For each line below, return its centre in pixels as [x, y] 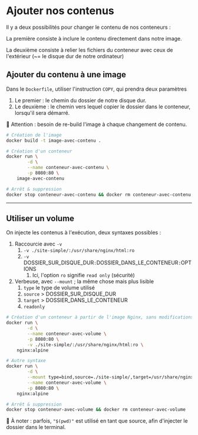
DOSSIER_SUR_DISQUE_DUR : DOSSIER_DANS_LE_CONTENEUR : [102, 263]
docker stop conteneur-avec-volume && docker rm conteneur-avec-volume [96, 410]
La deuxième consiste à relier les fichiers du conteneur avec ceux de [90, 50]
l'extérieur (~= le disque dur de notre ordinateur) [65, 56]
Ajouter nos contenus [60, 11]
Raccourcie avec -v [38, 244]
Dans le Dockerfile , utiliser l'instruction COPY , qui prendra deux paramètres [97, 89]
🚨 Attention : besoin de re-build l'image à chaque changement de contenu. [97, 124]
